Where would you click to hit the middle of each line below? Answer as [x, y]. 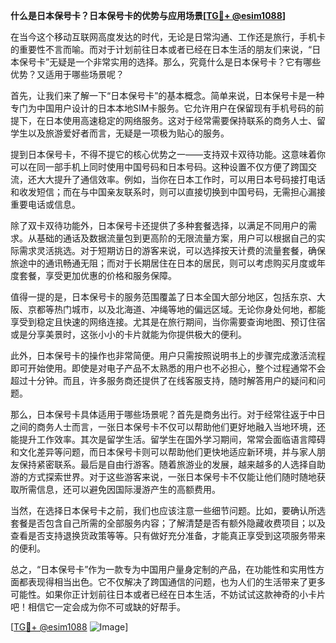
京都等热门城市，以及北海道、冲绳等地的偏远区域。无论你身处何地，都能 [176, 309]
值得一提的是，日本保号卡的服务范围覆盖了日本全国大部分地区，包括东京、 [163, 297]
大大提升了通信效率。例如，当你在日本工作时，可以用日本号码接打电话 [181, 179]
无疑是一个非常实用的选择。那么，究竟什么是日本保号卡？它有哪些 [185, 62]
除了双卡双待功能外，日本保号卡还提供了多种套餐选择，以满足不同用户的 [159, 225]
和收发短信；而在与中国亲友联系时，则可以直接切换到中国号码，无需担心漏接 [168, 192]
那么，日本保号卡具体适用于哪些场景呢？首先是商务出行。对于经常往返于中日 [168, 414]
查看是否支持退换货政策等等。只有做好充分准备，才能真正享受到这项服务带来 [168, 535]
